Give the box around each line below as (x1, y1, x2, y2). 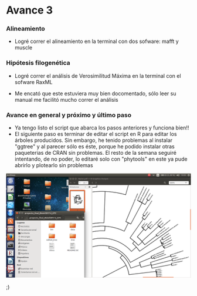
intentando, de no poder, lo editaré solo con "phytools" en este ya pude (14, 155, 188, 162)
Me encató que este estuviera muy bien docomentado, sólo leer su (14, 89, 176, 97)
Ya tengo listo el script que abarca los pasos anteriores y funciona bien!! (14, 124, 189, 131)
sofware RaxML (14, 78, 53, 85)
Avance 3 (6, 4, 53, 17)
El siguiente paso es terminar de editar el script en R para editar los (14, 131, 177, 138)
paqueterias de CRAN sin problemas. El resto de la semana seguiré (14, 149, 177, 157)
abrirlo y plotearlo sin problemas (14, 162, 93, 169)
